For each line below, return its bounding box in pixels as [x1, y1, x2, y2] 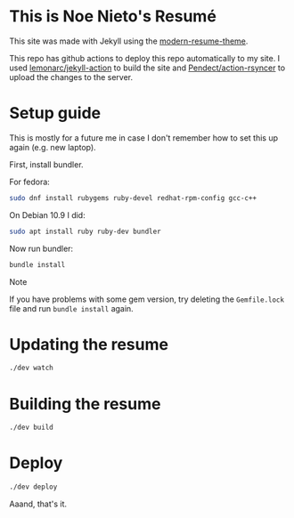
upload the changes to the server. [9, 71, 134, 82]
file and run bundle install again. [9, 303, 134, 313]
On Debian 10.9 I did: [9, 209, 86, 220]
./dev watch [9, 363, 53, 373]
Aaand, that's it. [9, 498, 68, 509]
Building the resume [9, 393, 161, 414]
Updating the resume [9, 334, 169, 354]
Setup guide [9, 103, 102, 124]
